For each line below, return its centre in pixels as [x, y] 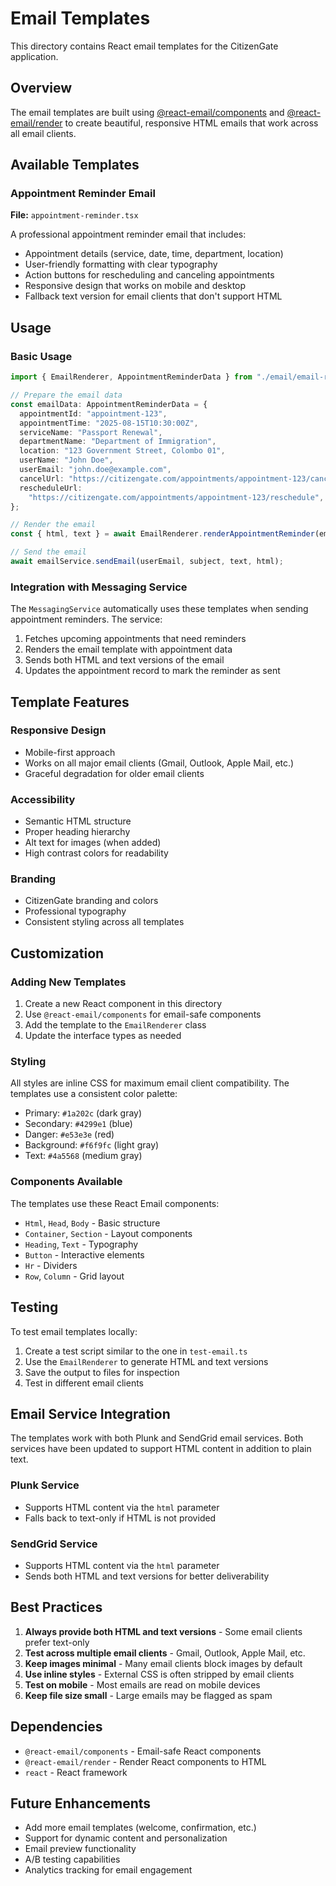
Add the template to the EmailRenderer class [115, 1025]
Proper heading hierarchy [77, 832]
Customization [57, 953]
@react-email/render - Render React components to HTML [145, 1761]
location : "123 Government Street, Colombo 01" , [122, 451]
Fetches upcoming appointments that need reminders [135, 639]
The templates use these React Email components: [115, 1203]
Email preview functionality [80, 1849]
